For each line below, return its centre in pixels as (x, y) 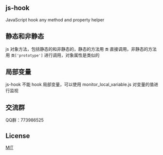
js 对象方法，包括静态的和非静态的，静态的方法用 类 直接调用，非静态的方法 (81, 49)
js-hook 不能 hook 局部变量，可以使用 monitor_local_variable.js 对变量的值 (80, 84)
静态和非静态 (25, 36)
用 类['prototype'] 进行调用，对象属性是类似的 (53, 55)
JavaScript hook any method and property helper (55, 19)
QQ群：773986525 (25, 120)
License (18, 136)
